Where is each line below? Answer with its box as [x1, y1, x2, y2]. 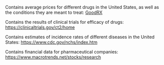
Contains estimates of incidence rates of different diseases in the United [5, 34, 154, 40]
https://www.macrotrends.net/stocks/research [5, 54, 101, 60]
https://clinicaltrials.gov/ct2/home [5, 24, 75, 30]
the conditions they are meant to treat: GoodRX [5, 9, 103, 15]
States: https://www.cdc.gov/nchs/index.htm [5, 39, 98, 45]
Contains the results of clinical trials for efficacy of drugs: [5, 19, 124, 25]
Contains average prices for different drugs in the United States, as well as [5, 4, 159, 10]
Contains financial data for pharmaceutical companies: [5, 49, 118, 55]
